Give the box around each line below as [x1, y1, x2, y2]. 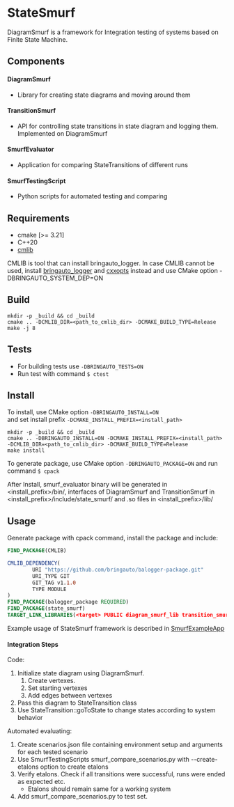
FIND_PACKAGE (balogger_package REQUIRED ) [7, 599, 130, 606]
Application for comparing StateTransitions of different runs [17, 160, 188, 169]
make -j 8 [7, 324, 36, 331]
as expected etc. [17, 778, 65, 786]
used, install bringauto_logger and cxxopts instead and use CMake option [7, 266, 218, 274]
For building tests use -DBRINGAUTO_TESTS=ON [17, 362, 144, 370]
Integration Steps [7, 640, 59, 648]
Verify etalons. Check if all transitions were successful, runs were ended [17, 770, 226, 778]
